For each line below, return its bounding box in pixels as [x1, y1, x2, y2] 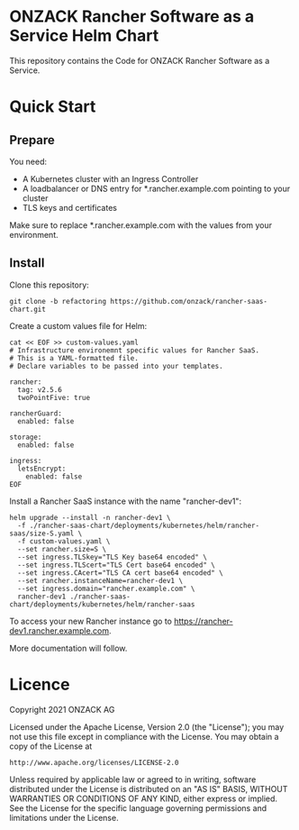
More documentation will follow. [9, 643, 128, 653]
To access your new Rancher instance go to [9, 616, 173, 626]
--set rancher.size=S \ [17, 544, 106, 553]
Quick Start [9, 96, 96, 117]
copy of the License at [9, 741, 93, 752]
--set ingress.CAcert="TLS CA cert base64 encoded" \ [17, 568, 223, 578]
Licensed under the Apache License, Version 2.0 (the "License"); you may [9, 721, 285, 732]
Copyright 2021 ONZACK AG [9, 704, 115, 715]
